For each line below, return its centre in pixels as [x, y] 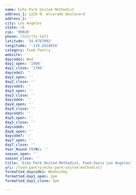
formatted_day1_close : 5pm [32, 181]
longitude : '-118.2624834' [32, 46]
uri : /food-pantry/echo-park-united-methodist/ [54, 167]
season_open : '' [21, 154]
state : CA [15, 28]
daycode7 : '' [18, 136]
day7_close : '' [20, 145]
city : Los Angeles [23, 23]
